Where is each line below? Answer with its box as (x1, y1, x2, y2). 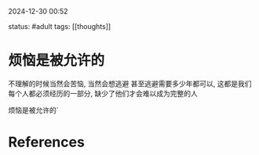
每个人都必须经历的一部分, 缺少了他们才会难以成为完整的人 (8, 88, 198, 98)
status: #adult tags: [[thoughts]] (8, 22, 111, 31)
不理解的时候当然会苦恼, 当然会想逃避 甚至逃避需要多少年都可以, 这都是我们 (8, 78, 252, 88)
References (8, 133, 85, 151)
